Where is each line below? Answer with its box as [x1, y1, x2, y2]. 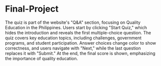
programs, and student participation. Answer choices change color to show [5, 40, 157, 46]
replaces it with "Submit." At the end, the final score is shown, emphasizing [5, 50, 156, 56]
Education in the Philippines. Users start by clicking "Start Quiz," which [5, 24, 147, 30]
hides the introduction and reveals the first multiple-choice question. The [5, 30, 151, 35]
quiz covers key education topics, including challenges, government [5, 35, 142, 41]
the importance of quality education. [5, 55, 78, 61]
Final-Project [5, 3, 59, 15]
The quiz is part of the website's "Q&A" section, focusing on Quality [5, 19, 141, 25]
